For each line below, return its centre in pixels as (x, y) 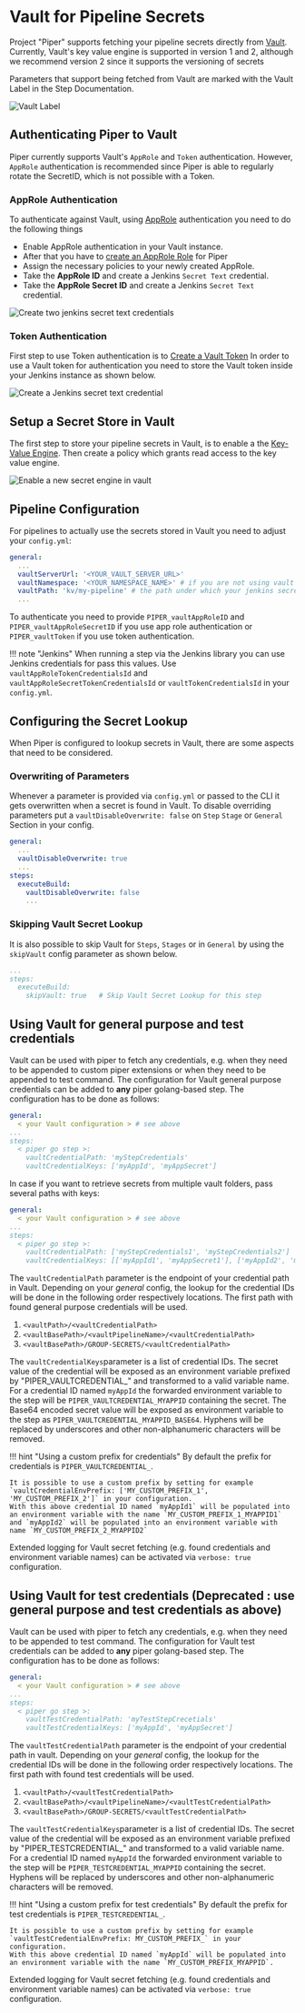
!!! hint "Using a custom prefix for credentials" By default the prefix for (141, 1456)
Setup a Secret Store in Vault (92, 422)
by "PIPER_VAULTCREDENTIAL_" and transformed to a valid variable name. (149, 1381)
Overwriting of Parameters (69, 776)
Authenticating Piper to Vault (93, 135)
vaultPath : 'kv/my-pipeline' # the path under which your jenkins (146, 591)
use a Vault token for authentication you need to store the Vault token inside (151, 366)
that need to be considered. (61, 753)
